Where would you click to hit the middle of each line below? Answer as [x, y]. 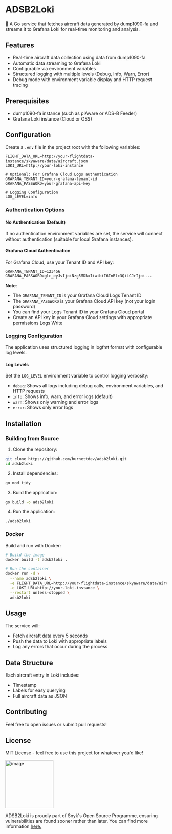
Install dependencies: [35, 473]
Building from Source [32, 438]
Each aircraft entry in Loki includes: [42, 675]
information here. [24, 826]
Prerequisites [27, 101]
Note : [11, 285]
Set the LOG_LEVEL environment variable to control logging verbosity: [77, 376]
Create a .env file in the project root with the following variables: [73, 147]
